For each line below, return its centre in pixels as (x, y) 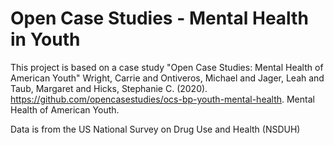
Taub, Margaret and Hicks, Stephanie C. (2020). (109, 88)
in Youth (45, 39)
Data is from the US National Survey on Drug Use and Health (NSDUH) (155, 129)
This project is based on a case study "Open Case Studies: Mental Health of (167, 67)
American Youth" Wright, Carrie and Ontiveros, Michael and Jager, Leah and (167, 78)
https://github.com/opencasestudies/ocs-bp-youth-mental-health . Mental (162, 99)
